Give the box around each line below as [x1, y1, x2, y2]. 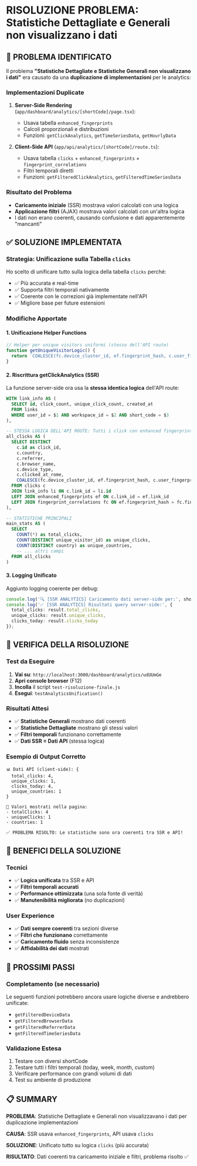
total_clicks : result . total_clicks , [11, 607, 101, 613]
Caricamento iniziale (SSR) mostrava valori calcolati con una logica [14, 201, 179, 209]
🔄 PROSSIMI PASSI [6, 962, 75, 972]
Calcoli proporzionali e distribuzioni [23, 126, 109, 133]
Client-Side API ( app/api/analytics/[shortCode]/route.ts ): [14, 143, 159, 151]
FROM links [11, 406, 38, 412]
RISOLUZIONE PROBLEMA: [6, 4, 139, 17]
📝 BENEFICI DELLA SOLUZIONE [6, 846, 121, 856]
